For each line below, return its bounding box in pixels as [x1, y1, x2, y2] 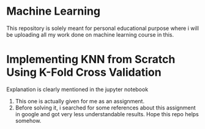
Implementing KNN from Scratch [6, 53, 176, 67]
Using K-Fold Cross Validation [6, 65, 162, 79]
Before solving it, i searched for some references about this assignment [15, 104, 196, 111]
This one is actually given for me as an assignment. [15, 97, 145, 105]
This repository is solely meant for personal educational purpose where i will [6, 24, 199, 32]
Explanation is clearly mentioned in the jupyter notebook [6, 86, 149, 93]
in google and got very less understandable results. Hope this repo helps [15, 110, 199, 117]
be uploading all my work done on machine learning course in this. [6, 31, 174, 38]
